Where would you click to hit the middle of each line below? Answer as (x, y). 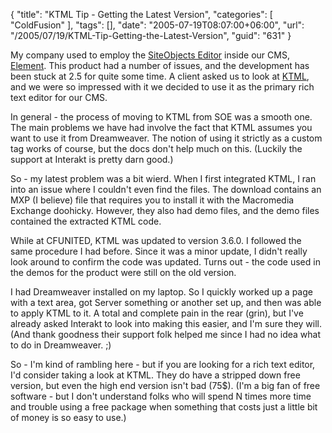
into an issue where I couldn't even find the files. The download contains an (166, 189)
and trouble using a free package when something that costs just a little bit (164, 407)
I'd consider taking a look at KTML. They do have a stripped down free (155, 375)
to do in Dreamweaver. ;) (61, 345)
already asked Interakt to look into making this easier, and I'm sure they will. (166, 323)
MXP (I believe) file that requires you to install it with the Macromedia (152, 200)
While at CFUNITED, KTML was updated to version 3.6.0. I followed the (156, 240)
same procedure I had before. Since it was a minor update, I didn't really (159, 251)
